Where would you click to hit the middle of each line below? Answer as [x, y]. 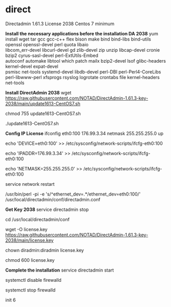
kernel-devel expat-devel [32, 66]
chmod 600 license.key [30, 260]
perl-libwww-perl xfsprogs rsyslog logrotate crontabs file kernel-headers [82, 77]
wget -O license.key [26, 229]
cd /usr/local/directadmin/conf [38, 219]
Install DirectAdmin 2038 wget [38, 92]
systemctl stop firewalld [30, 290]
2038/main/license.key [29, 240]
